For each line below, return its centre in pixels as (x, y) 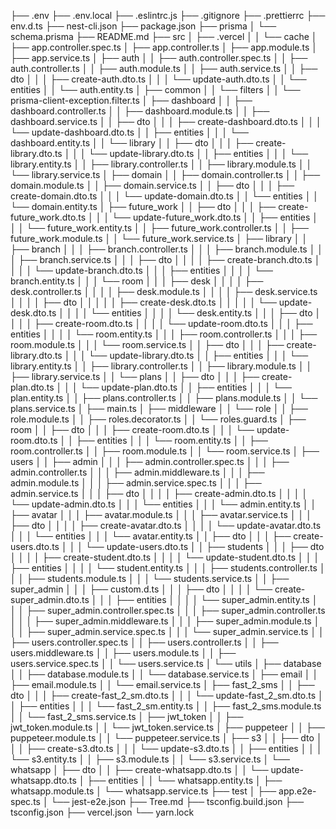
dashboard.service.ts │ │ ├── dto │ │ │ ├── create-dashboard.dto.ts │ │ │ (166, 121)
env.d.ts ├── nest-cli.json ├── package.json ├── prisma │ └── (143, 26)
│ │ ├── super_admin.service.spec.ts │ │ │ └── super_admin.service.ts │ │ (167, 631)
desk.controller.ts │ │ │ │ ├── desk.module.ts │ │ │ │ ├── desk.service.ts (164, 291)
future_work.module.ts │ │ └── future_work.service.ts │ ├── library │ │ (159, 238)
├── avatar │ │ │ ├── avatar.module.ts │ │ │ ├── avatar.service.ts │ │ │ (161, 514)
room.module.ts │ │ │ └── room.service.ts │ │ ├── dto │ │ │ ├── (147, 344)
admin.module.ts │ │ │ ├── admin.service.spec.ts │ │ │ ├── (136, 483)
